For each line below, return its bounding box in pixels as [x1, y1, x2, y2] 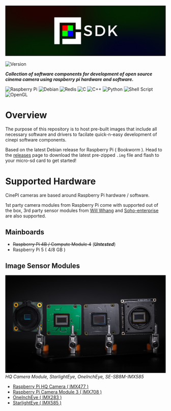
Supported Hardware [5, 175, 96, 187]
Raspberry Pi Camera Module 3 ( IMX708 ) [12, 389, 102, 395]
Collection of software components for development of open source [5, 71, 153, 77]
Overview [5, 109, 47, 121]
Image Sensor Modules [5, 261, 80, 270]
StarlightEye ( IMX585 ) [12, 399, 62, 405]
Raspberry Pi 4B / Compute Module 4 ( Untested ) [12, 241, 116, 248]
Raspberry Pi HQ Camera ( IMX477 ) [12, 383, 89, 390]
